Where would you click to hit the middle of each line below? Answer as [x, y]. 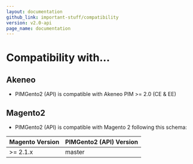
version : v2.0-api [29, 23]
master [75, 152]
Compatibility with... [58, 58]
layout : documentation [34, 12]
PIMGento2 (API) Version [102, 142]
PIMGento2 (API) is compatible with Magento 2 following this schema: [101, 127]
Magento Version [34, 142]
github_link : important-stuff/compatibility [62, 17]
